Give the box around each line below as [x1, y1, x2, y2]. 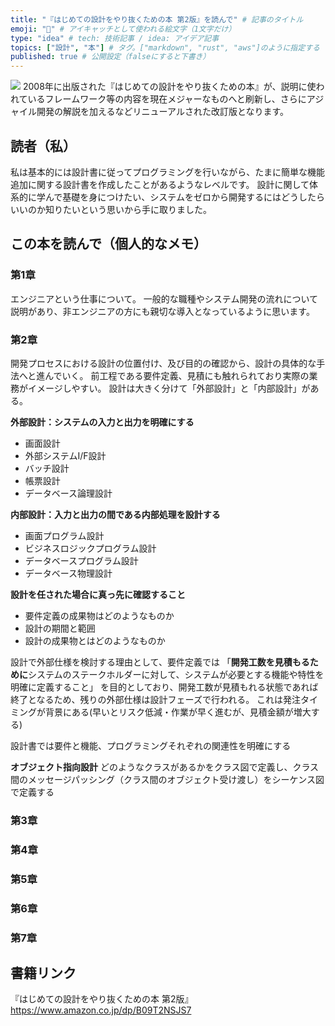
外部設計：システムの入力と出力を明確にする [10, 416, 195, 428]
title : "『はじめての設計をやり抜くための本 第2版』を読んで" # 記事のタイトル [10, 14, 304, 25]
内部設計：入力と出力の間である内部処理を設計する [10, 508, 221, 520]
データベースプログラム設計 [24, 554, 139, 566]
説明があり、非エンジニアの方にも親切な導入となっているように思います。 [10, 305, 315, 317]
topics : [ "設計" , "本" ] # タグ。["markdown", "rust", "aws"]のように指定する [10, 42, 320, 53]
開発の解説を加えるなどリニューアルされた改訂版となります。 [36, 106, 290, 118]
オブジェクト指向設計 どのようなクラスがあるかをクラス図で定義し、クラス [10, 761, 320, 773]
